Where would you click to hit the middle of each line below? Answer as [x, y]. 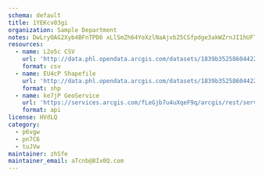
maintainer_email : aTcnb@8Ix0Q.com [66, 161]
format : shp [41, 88]
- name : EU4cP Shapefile [56, 74]
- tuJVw [28, 146]
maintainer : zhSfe [38, 154]
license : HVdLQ [33, 117]
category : [24, 125]
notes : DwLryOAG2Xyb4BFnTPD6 [56, 37]
